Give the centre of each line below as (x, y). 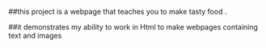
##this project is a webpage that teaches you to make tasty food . (118, 12)
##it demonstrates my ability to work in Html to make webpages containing (133, 27)
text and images (35, 36)
